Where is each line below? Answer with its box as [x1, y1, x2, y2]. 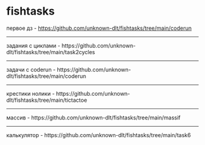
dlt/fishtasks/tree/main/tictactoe [6, 96, 87, 104]
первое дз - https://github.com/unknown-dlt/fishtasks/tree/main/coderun [6, 24, 192, 32]
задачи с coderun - [6, 66, 56, 73]
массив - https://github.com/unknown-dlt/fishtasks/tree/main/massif [6, 114, 181, 121]
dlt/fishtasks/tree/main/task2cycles [6, 48, 96, 55]
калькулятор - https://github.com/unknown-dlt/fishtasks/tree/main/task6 [6, 131, 191, 138]
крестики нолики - [6, 90, 55, 97]
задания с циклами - [6, 41, 60, 49]
